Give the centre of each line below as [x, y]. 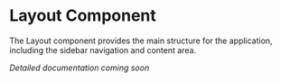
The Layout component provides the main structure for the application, [141, 41]
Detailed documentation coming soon [80, 68]
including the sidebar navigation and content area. [103, 50]
